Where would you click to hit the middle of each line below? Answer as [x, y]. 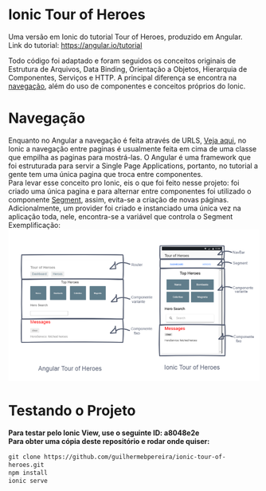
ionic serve [28, 481]
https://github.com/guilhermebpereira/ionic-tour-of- [135, 457]
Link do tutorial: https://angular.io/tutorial [75, 45]
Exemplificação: [35, 225]
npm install [28, 473]
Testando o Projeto [72, 411]
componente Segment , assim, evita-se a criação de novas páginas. [119, 199]
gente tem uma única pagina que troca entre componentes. [106, 174]
